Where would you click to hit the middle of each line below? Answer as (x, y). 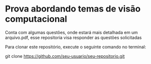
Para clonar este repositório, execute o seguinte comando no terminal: (75, 47)
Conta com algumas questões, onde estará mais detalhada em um (71, 32)
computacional (36, 19)
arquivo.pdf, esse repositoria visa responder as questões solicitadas (74, 38)
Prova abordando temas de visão (73, 9)
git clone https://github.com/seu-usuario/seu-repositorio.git (65, 56)
